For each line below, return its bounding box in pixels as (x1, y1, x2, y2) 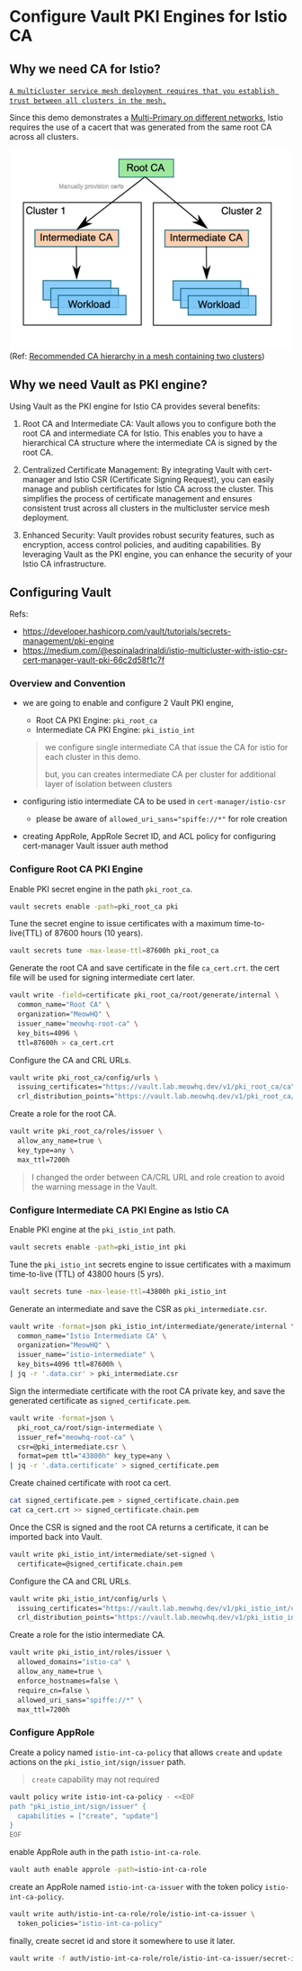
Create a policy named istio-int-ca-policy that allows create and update (9, 1747, 283, 1758)
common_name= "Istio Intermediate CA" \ (17, 1331, 167, 1341)
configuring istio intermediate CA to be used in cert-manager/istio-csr (22, 796, 286, 807)
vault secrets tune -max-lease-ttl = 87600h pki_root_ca (9, 946, 219, 955)
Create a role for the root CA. (9, 1108, 117, 1119)
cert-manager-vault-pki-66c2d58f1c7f (22, 655, 165, 665)
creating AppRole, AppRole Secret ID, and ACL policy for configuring (22, 831, 277, 842)
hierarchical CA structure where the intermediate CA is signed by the (22, 438, 278, 448)
